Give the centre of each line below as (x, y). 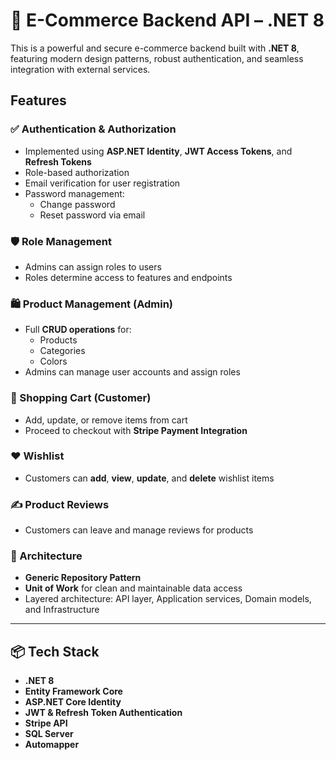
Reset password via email (92, 215)
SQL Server (49, 734)
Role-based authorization (77, 172)
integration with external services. (80, 69)
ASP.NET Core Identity (73, 702)
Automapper (52, 745)
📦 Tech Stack (55, 651)
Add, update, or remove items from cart (106, 420)
